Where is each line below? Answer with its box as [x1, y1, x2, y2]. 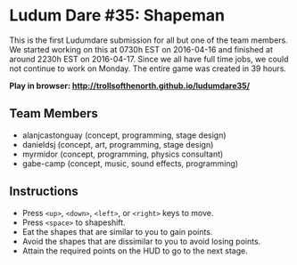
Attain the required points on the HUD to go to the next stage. [21, 245, 248, 256]
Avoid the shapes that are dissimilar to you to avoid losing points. [21, 236, 261, 246]
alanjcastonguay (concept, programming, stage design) [21, 130, 227, 141]
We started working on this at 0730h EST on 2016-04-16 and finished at [9, 44, 274, 54]
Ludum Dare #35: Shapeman [9, 5, 226, 26]
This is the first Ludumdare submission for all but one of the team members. [9, 35, 288, 45]
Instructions [9, 184, 78, 199]
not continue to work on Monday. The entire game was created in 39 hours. [9, 63, 287, 74]
